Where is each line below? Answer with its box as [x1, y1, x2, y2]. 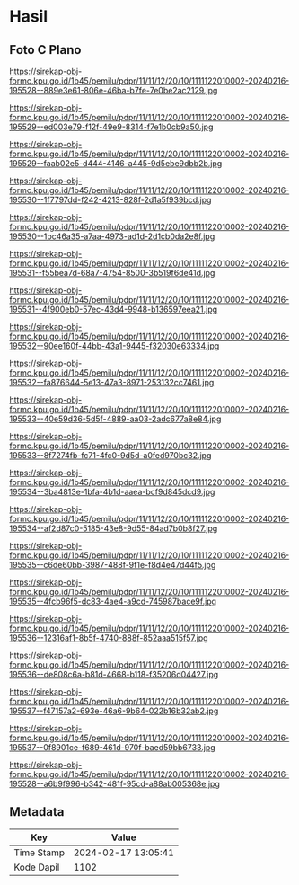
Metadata [9, 804, 65, 819]
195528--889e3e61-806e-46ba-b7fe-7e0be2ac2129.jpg [9, 85, 218, 95]
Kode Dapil [13, 861, 60, 873]
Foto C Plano [9, 42, 82, 58]
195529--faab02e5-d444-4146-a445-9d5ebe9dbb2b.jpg [9, 158, 223, 168]
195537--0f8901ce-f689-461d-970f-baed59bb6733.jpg [9, 742, 215, 752]
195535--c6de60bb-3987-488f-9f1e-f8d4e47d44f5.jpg [9, 560, 216, 570]
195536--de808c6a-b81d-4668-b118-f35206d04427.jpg [9, 669, 219, 679]
